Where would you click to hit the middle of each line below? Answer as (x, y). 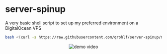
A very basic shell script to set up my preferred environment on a (72, 23)
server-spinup (36, 9)
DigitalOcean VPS (23, 28)
